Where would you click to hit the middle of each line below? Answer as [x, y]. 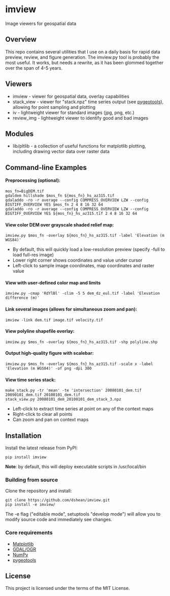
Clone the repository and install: [39, 491]
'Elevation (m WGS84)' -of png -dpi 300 [49, 368]
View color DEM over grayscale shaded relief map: [60, 224]
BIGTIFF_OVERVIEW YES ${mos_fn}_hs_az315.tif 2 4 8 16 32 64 [71, 213]
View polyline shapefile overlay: [40, 331]
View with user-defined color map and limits [53, 282]
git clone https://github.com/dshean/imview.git [58, 500]
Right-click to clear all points [42, 414]
